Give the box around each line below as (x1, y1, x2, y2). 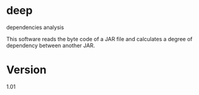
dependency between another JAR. (6, 42, 96, 49)
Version (6, 63, 47, 77)
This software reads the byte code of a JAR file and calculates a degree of (6, 35, 193, 42)
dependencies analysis (6, 24, 65, 31)
